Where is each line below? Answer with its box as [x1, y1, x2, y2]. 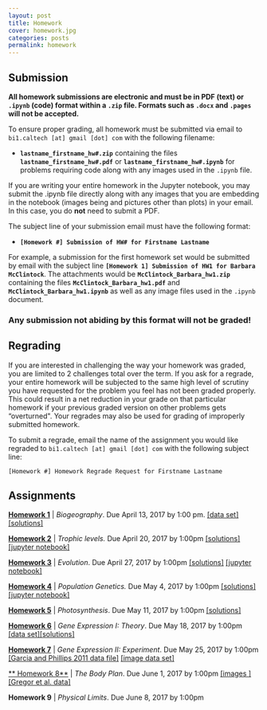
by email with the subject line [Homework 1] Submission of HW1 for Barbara [8, 261, 256, 270]
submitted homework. [8, 419, 80, 429]
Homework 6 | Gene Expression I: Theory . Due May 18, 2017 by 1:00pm [8, 621, 243, 630]
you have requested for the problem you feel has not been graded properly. [8, 386, 257, 395]
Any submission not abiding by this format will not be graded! [8, 314, 252, 325]
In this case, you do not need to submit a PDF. [8, 206, 160, 215]
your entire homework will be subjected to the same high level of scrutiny [8, 377, 249, 386]
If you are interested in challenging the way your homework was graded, [8, 360, 246, 370]
